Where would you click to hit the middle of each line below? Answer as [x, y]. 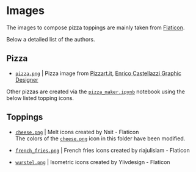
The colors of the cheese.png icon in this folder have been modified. [100, 138]
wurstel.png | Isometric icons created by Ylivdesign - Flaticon [93, 162]
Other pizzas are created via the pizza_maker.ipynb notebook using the [96, 91]
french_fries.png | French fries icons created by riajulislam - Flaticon [103, 150]
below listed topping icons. [40, 98]
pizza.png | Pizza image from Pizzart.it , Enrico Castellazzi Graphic [98, 73]
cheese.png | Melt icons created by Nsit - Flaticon [77, 132]
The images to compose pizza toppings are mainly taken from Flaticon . [96, 27]
